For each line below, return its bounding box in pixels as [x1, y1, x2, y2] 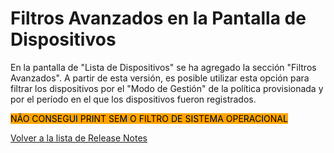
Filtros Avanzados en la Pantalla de [10, 7, 307, 30]
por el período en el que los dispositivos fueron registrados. [10, 93, 257, 105]
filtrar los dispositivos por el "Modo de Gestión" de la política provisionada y [10, 82, 324, 94]
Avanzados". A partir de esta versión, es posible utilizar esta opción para [10, 72, 310, 84]
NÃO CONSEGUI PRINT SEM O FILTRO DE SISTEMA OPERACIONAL [10, 112, 288, 124]
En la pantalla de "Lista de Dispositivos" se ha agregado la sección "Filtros [10, 61, 317, 73]
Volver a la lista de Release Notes [10, 132, 148, 144]
